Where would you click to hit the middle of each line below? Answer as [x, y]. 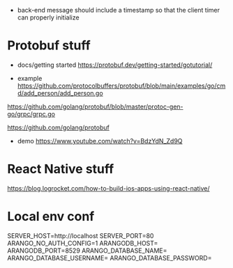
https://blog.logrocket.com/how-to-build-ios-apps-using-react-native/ [109, 188]
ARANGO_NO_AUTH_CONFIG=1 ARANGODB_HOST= [83, 243]
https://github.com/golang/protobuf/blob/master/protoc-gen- [95, 107]
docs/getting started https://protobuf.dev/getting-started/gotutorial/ [115, 65]
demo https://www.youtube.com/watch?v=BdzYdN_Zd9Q [100, 141]
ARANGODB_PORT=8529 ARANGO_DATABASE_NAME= [87, 251]
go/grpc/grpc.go [31, 113]
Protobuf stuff [49, 46]
